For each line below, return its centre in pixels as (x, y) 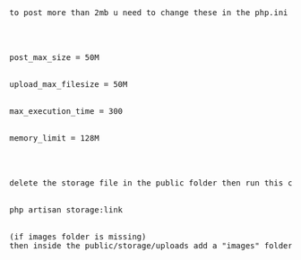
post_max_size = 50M (55, 57)
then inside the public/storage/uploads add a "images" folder (151, 246)
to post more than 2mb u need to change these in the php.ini (149, 13)
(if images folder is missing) (78, 237)
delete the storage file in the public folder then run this (146, 183)
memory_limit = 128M (55, 138)
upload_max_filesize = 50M (69, 84)
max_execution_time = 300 (66, 111)
